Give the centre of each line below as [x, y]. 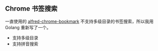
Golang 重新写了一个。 [28, 27]
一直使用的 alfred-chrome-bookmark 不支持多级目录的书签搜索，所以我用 [79, 21]
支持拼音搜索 [25, 44]
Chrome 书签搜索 [31, 9]
